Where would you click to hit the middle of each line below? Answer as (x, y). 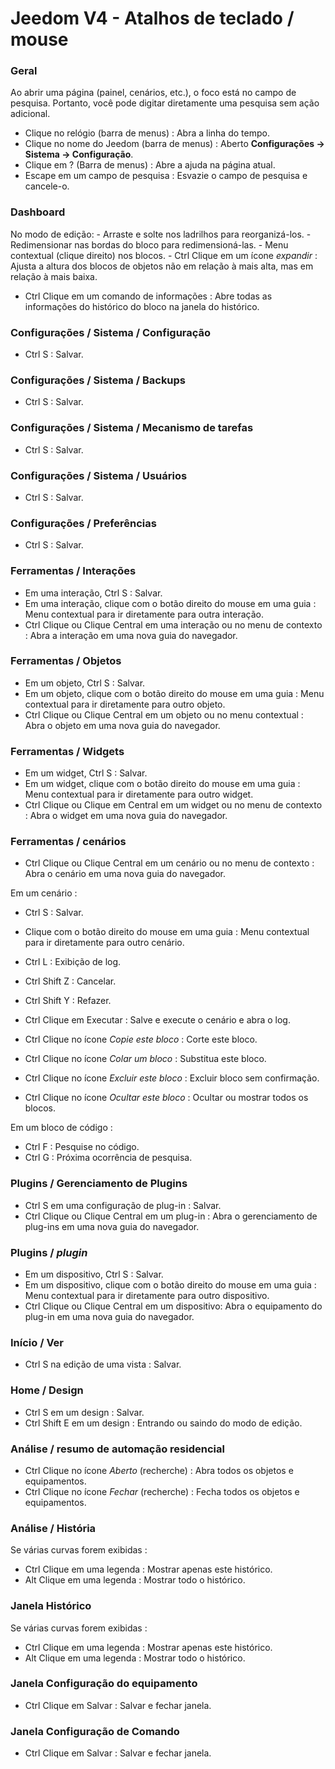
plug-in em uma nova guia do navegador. (109, 1317)
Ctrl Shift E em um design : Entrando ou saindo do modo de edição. (163, 1423)
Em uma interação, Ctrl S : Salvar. (93, 593)
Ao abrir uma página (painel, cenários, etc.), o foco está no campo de (153, 93)
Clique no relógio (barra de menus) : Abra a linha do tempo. (147, 133)
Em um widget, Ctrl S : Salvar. (86, 773)
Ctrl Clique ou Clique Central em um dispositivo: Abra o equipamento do (173, 1306)
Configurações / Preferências (83, 523)
